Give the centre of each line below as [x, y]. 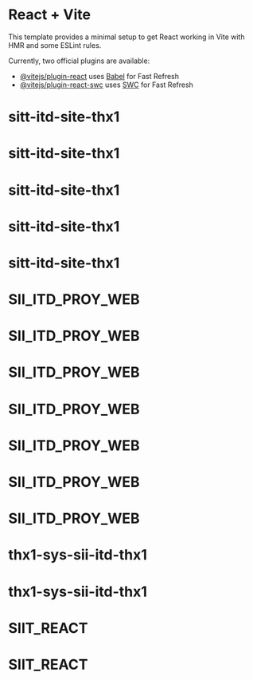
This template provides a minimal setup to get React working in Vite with [127, 37]
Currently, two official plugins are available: [79, 61]
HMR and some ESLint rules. [55, 45]
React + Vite [50, 15]
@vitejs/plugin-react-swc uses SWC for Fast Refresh [106, 85]
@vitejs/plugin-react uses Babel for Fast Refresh [99, 76]
